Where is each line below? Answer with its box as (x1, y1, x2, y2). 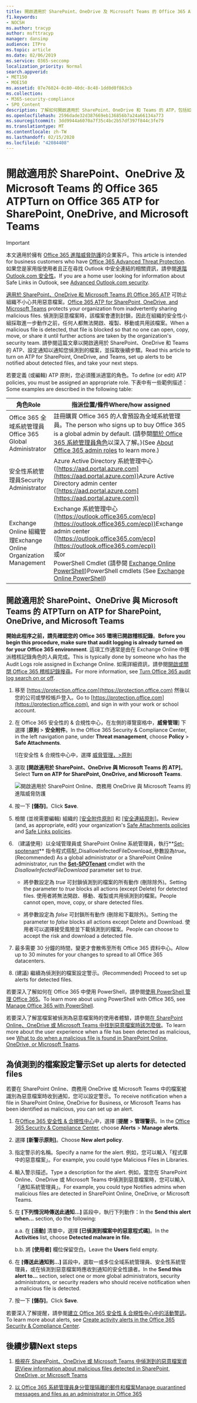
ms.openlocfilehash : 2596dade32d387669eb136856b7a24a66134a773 (6, 112, 164, 118)
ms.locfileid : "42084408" (6, 139, 69, 146)
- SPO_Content (6, 101, 41, 108)
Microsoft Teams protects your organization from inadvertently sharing (6, 305, 177, 312)
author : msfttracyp (6, 31, 54, 36)
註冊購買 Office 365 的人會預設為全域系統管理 (53, 412, 181, 420)
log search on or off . (6, 675, 55, 682)
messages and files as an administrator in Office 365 (14, 1391, 142, 1397)
